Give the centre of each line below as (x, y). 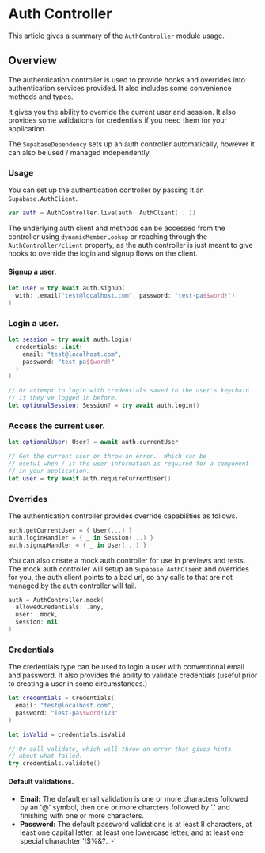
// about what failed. (45, 756)
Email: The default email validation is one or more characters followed (134, 799)
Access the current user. (57, 426)
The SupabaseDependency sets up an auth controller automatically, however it (131, 144)
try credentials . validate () (55, 764)
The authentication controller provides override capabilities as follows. (123, 516)
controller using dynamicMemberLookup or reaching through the (108, 236)
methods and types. (41, 97)
